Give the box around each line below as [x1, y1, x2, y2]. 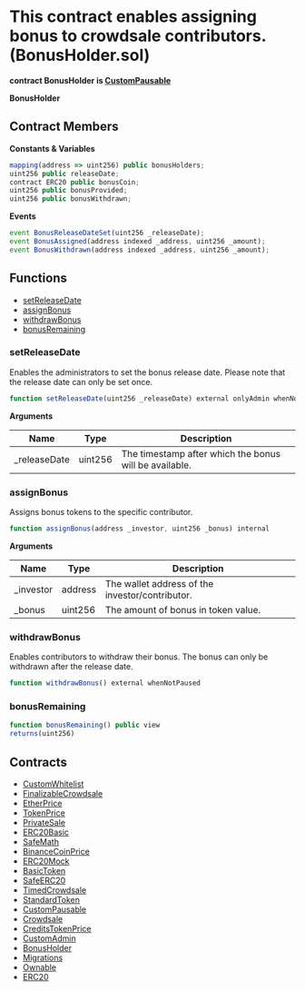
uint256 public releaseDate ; [9, 169, 120, 178]
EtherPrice [22, 798, 63, 808]
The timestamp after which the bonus [121, 447, 281, 460]
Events [9, 211, 36, 222]
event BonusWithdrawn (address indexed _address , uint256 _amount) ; [9, 245, 271, 254]
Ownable [22, 961, 57, 973]
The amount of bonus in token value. [104, 603, 261, 616]
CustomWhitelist [22, 778, 84, 789]
